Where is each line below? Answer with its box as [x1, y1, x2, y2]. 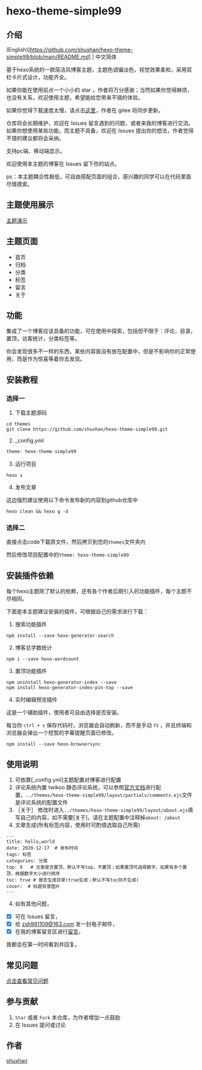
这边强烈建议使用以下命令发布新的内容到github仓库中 [6, 496, 138, 504]
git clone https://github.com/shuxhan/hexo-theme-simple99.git [6, 427, 168, 433]
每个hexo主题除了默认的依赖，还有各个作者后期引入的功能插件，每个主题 [6, 587, 187, 595]
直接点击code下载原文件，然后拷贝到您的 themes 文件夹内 [6, 538, 146, 546]
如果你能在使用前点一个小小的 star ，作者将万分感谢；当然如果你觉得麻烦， [6, 86, 193, 93]
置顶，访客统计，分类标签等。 [6, 335, 80, 342]
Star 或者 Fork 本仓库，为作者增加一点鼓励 [14, 1013, 120, 1021]
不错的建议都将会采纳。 [6, 134, 64, 142]
